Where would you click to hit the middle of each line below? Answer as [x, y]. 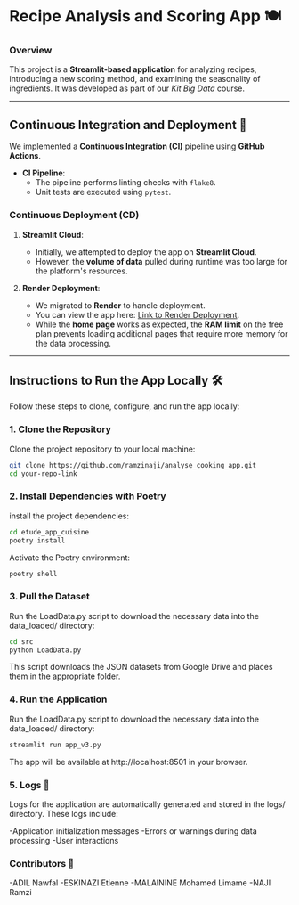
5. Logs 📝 [30, 785]
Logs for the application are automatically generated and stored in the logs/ [148, 804]
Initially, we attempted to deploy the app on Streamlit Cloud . [146, 252]
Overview [31, 51]
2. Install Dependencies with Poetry [88, 496]
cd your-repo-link [43, 473]
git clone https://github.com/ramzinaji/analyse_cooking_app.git [133, 465]
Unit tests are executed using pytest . [103, 192]
